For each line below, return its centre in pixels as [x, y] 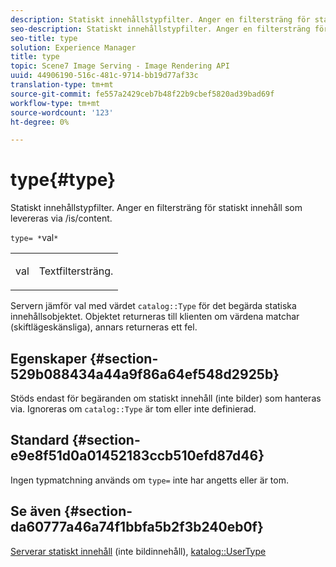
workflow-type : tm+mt [55, 103]
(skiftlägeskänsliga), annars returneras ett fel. [104, 327]
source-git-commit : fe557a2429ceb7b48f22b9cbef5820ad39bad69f [142, 94]
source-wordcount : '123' [62, 112]
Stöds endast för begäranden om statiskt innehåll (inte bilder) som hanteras [166, 398]
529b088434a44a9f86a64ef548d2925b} [145, 374]
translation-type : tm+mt [62, 85]
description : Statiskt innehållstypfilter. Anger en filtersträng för [160, 19]
